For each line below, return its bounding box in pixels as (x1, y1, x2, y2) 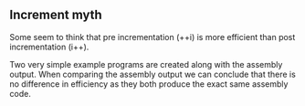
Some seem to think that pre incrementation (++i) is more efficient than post (9, 31, 296, 42)
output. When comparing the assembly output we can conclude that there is (9, 69, 297, 79)
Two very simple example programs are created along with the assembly (9, 58, 283, 69)
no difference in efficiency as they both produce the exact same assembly (9, 78, 289, 90)
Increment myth (9, 7, 102, 23)
